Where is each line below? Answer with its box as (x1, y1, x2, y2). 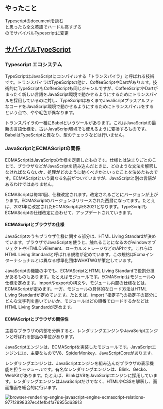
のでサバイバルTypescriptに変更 (5, 30, 69, 36)
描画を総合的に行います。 (9, 385, 60, 391)
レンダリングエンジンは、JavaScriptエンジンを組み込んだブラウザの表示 (5, 361, 150, 366)
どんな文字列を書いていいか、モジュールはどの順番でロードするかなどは (5, 298, 149, 303)
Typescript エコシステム (5, 61, 62, 68)
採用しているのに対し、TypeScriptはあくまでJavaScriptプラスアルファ (13, 97, 154, 103)
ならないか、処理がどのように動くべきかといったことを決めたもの (21, 169, 154, 175)
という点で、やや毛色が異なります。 (5, 109, 77, 115)
